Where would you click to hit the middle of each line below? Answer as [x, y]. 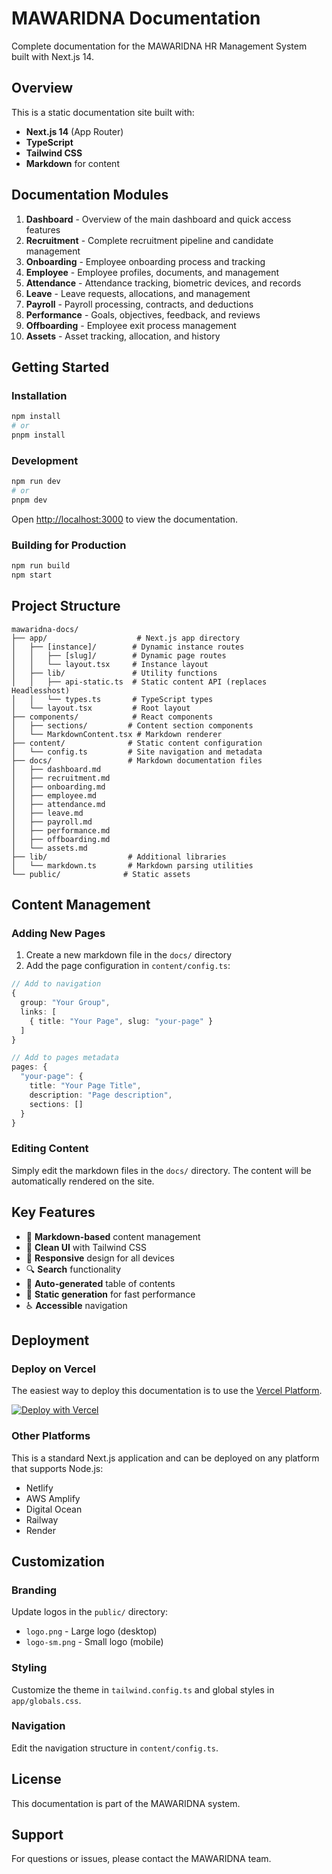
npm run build [41, 566]
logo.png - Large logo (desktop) [91, 1631]
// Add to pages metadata [65, 1058]
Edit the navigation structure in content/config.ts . [115, 1748]
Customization [58, 1561]
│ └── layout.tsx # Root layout [101, 708]
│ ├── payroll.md [52, 822]
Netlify [39, 1488]
